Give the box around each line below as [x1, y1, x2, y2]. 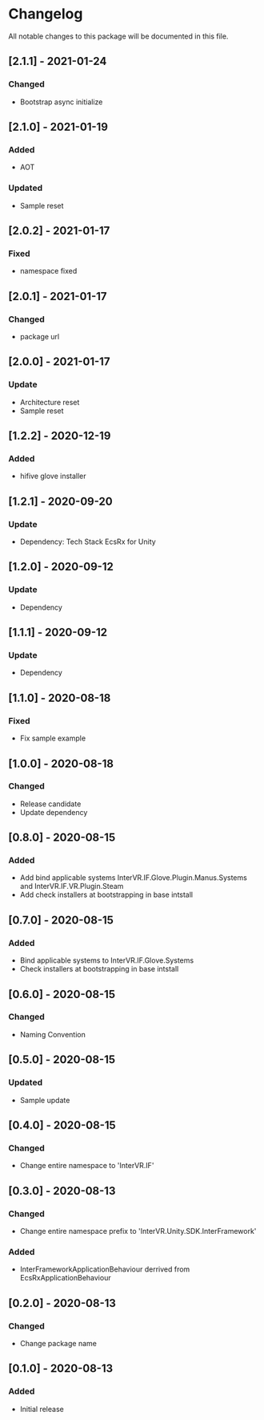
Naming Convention [19, 1029, 86, 1039]
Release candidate [19, 799, 82, 809]
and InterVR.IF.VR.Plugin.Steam [19, 882, 124, 891]
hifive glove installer [19, 471, 86, 481]
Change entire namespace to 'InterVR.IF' [19, 1161, 154, 1170]
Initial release [19, 1404, 64, 1414]
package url [19, 331, 60, 341]
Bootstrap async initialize [19, 97, 103, 107]
